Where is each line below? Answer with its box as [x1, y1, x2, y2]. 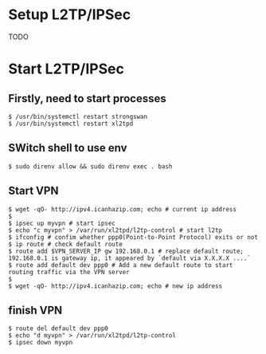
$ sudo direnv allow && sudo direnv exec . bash [8, 162, 173, 171]
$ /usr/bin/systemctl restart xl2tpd [8, 120, 134, 128]
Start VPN [8, 184, 59, 198]
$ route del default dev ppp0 [8, 324, 109, 332]
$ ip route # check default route [8, 240, 123, 248]
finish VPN [8, 303, 63, 317]
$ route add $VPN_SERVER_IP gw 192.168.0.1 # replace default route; [8, 247, 244, 255]
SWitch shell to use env [8, 141, 127, 155]
